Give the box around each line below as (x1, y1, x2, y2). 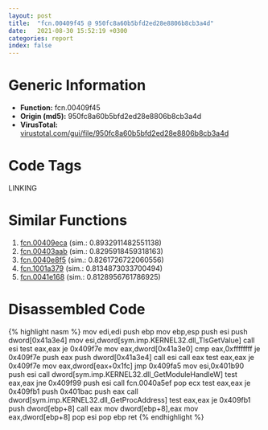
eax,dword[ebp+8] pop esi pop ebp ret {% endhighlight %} (8, 412, 204, 422)
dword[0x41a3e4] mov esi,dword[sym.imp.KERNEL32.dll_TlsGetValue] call (8, 335, 255, 345)
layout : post (8, 11, 52, 20)
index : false (8, 42, 52, 50)
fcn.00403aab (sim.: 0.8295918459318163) (19, 246, 163, 256)
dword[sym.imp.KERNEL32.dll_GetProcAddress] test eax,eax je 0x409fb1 (8, 395, 251, 404)
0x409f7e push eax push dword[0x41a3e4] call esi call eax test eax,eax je (8, 352, 255, 362)
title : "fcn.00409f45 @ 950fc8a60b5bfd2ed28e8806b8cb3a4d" (8, 19, 215, 27)
